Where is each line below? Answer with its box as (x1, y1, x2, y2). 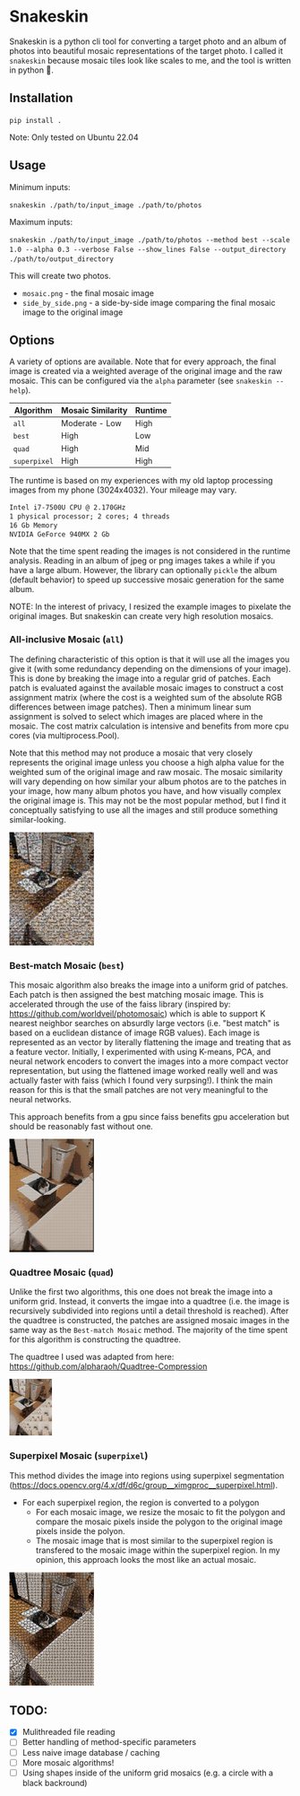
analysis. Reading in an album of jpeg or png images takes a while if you (9, 555, 276, 566)
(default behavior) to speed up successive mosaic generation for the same (9, 574, 285, 585)
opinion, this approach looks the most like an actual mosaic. (35, 1554, 257, 1565)
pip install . (9, 116, 63, 125)
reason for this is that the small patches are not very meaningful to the (9, 1084, 269, 1095)
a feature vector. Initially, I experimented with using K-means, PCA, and (9, 1046, 271, 1057)
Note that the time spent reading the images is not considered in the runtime (9, 545, 291, 557)
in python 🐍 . (9, 65, 54, 75)
